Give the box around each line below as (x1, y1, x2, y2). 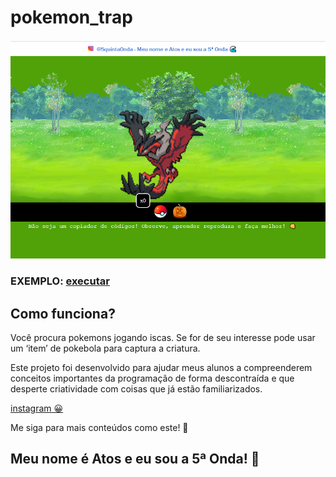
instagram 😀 (10, 402, 64, 414)
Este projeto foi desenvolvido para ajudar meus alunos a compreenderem (10, 361, 313, 373)
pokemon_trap (10, 6, 133, 29)
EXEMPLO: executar (10, 274, 110, 288)
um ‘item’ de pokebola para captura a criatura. (10, 342, 201, 354)
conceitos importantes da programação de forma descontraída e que (10, 372, 295, 384)
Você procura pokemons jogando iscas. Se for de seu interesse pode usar (10, 331, 316, 343)
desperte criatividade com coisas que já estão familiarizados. (10, 382, 263, 395)
